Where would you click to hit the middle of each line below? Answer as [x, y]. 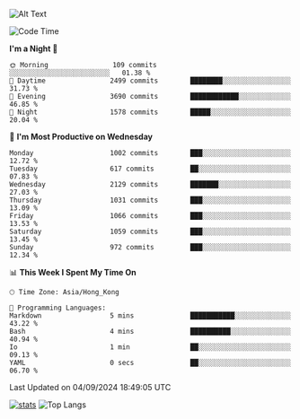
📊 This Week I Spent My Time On [73, 272]
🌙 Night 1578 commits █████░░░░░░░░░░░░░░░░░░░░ [150, 112]
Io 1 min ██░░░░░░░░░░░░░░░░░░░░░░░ [150, 347]
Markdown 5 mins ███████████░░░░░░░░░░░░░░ [150, 316]
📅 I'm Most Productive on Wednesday [81, 136]
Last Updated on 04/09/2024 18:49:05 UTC [90, 387]
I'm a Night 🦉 [34, 48]
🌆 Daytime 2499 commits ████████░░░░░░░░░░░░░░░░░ [150, 81]
